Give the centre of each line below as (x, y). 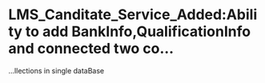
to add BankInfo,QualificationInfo (138, 32)
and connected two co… (91, 49)
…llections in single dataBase (56, 70)
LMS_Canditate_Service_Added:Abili (133, 15)
